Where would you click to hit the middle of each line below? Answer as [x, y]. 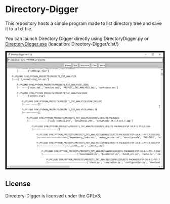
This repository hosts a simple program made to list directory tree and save [83, 23]
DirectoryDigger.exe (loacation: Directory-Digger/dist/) [62, 44]
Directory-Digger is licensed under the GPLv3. [53, 196]
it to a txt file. [19, 28]
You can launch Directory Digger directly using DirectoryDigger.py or [77, 38]
